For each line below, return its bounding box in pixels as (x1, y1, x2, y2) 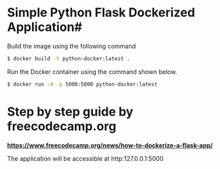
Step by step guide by (7, 104, 134, 119)
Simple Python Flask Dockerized (7, 5, 195, 21)
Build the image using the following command (7, 42, 136, 50)
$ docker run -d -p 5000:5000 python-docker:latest (7, 81, 158, 88)
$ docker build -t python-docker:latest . (7, 55, 130, 62)
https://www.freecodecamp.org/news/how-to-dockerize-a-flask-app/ (7, 141, 213, 149)
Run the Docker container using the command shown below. (7, 67, 178, 76)
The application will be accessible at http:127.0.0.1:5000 (7, 154, 164, 162)
